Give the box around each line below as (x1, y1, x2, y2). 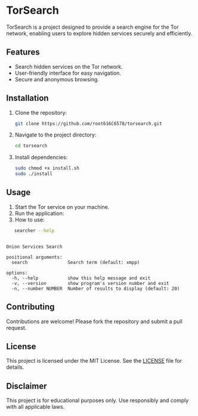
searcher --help (14, 227, 55, 233)
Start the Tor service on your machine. (14, 203, 110, 210)
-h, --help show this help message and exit (11, 275, 151, 281)
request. (6, 324, 27, 331)
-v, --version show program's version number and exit (11, 280, 169, 286)
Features (6, 47, 40, 57)
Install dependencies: (14, 154, 68, 161)
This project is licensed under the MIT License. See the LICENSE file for (6, 357, 182, 365)
